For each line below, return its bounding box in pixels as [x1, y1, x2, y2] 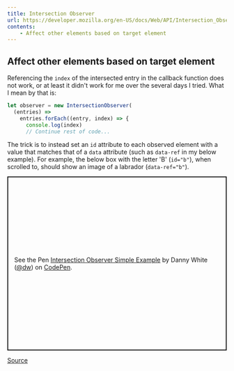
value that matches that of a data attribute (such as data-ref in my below [7, 148, 217, 157]
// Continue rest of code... [25, 128, 111, 135]
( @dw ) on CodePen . [14, 263, 73, 271]
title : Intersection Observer [7, 10, 95, 17]
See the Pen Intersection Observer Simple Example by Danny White [14, 255, 208, 265]
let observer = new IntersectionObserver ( [7, 102, 132, 109]
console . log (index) [25, 121, 82, 129]
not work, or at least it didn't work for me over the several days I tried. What [7, 81, 224, 90]
